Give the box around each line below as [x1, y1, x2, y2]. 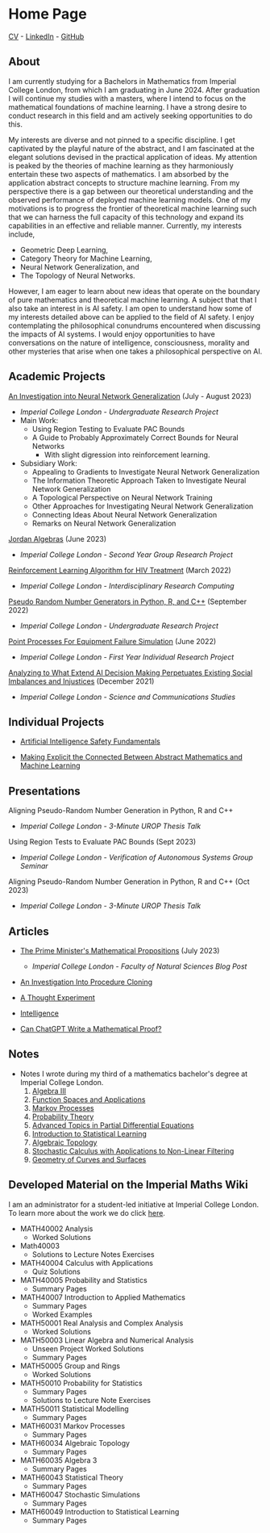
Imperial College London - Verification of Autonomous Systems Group [19, 852, 254, 862]
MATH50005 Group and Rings [19, 1361, 121, 1371]
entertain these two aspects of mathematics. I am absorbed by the [8, 169, 230, 178]
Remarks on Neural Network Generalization [31, 518, 177, 528]
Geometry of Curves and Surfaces [31, 1154, 147, 1164]
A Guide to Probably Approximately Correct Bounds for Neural [31, 433, 239, 442]
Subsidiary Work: [19, 458, 78, 468]
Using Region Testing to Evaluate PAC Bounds [31, 424, 185, 434]
